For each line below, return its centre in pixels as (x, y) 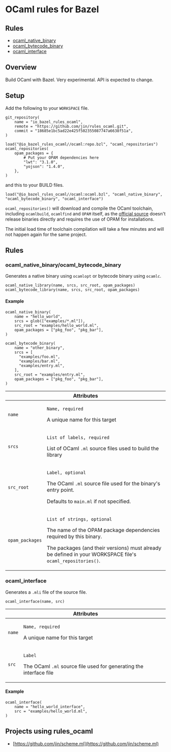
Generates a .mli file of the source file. (46, 592)
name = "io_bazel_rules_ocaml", (49, 122)
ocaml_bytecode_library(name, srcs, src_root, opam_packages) (73, 290)
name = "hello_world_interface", (50, 707)
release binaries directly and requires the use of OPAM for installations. (80, 219)
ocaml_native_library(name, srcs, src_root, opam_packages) (70, 285)
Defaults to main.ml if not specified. (89, 501)
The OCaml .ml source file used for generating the (83, 666)
